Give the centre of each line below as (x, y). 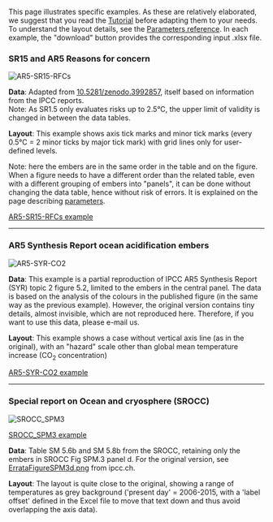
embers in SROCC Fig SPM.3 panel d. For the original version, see (119, 459)
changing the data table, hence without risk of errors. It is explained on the (133, 192)
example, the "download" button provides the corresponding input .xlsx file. (135, 37)
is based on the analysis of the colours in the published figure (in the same (133, 296)
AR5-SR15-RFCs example (51, 217)
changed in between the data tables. (70, 118)
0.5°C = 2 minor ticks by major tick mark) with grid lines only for (115, 142)
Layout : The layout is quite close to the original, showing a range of (121, 483)
